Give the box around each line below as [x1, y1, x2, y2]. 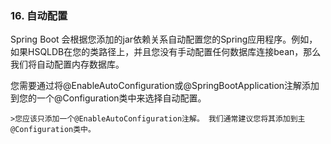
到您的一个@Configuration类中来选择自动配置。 [10, 92, 207, 104]
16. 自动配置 [10, 8, 68, 22]
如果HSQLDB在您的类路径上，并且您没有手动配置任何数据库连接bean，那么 [10, 46, 322, 58]
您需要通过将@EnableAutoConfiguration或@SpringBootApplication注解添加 [10, 80, 320, 92]
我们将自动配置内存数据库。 [10, 58, 125, 71]
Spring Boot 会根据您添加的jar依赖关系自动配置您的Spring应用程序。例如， [10, 33, 318, 46]
